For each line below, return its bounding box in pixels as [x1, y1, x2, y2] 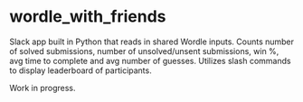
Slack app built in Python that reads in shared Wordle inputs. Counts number [9, 36, 295, 47]
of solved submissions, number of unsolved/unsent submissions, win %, [9, 45, 279, 56]
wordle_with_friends [9, 6, 166, 27]
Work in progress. [9, 82, 76, 93]
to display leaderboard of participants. [9, 65, 152, 76]
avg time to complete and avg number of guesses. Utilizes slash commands [9, 55, 291, 66]
